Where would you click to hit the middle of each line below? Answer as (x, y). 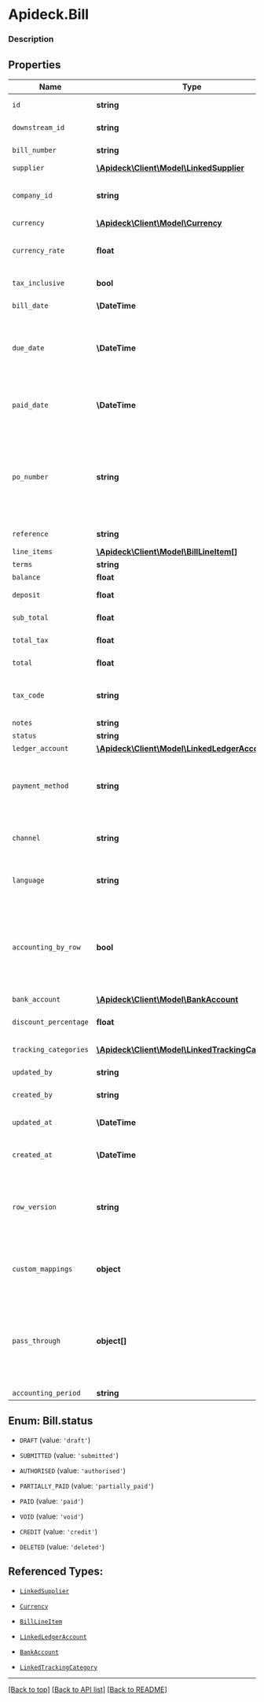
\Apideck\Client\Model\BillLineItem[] (167, 551)
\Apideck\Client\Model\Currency (159, 223)
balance (26, 577)
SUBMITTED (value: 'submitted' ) (69, 1455)
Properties (35, 65)
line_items (32, 551)
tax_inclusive (38, 283)
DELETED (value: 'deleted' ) (62, 1547)
